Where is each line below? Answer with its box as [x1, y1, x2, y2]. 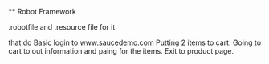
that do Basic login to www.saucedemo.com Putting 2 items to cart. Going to [8, 38, 262, 47]
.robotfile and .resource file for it [8, 22, 116, 31]
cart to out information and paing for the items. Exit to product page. [8, 46, 234, 55]
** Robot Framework [8, 7, 76, 16]
